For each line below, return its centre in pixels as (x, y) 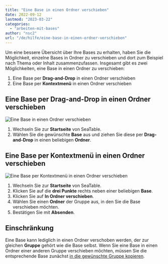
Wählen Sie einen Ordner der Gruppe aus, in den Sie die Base (76, 202)
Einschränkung (29, 228)
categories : (18, 24)
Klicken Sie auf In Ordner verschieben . (53, 196)
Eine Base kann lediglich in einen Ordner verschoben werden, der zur (77, 240)
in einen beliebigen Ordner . (63, 140)
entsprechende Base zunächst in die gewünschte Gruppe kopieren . (75, 256)
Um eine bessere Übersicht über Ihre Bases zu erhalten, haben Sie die (78, 52)
